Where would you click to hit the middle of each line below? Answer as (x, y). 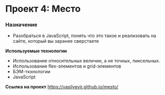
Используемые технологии (36, 51)
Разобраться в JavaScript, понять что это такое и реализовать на (84, 36)
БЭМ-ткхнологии (32, 72)
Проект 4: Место (43, 9)
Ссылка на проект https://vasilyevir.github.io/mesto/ (62, 87)
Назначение (21, 25)
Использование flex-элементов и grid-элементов (67, 66)
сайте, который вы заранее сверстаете (56, 41)
